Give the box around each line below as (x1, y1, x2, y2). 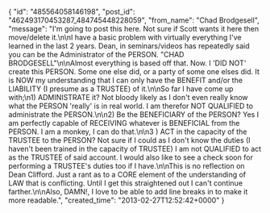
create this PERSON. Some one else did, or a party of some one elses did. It (8, 67, 260, 76)
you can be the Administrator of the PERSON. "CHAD (8, 50, 185, 59)
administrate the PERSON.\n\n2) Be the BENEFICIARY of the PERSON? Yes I (8, 110, 260, 119)
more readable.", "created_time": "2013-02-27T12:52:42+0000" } (8, 195, 225, 205)
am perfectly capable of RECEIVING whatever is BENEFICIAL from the (8, 119, 240, 127)
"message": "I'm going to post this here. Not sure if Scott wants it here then (8, 24, 260, 33)
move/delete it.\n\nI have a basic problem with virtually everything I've (8, 32, 242, 42)
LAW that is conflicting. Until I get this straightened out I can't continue (8, 178, 243, 188)
